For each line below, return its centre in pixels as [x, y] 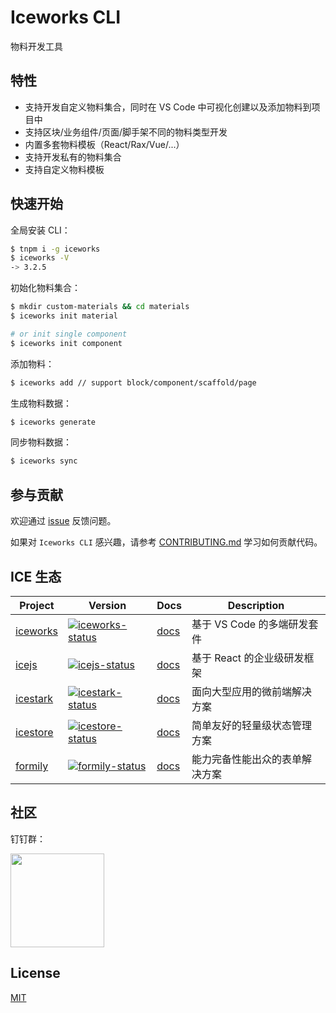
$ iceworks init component [66, 343]
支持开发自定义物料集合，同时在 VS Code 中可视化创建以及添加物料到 [168, 107]
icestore [34, 732]
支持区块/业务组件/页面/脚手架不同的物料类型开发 [126, 132]
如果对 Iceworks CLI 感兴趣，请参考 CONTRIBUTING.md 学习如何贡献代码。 [166, 542]
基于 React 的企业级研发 [248, 658]
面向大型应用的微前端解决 [251, 691]
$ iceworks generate [53, 422]
